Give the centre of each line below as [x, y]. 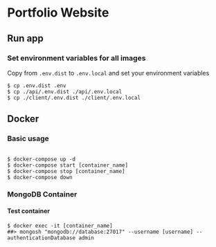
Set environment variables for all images [76, 58]
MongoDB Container [42, 194]
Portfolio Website [58, 13]
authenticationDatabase [42, 238]
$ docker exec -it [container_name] [60, 226]
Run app [25, 38]
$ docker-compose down [40, 177]
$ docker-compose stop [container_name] [66, 171]
